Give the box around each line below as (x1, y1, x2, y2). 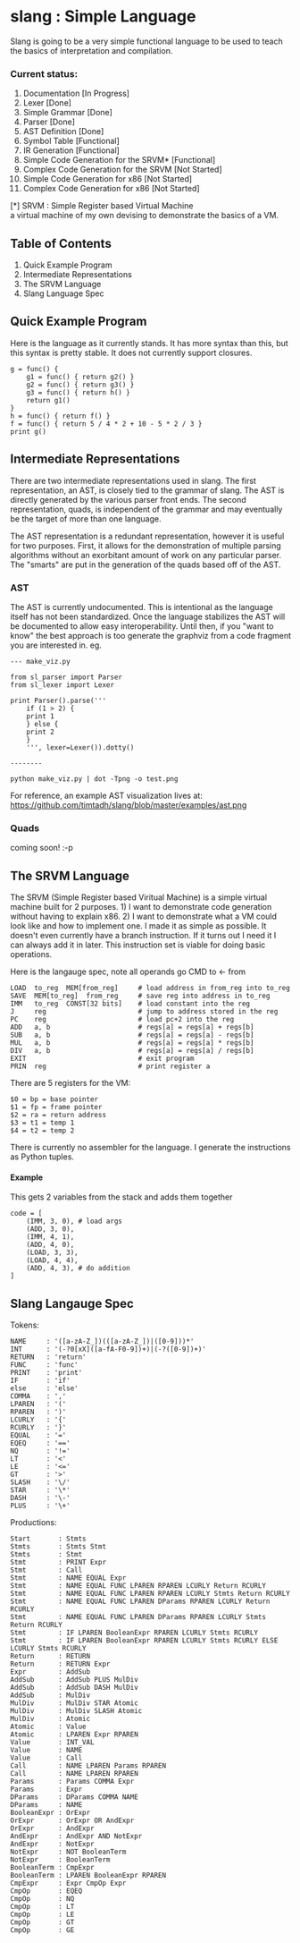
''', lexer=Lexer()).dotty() (26, 742, 135, 752)
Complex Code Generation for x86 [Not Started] (22, 183, 200, 194)
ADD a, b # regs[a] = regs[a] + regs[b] (10, 1022, 254, 1032)
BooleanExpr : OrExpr (10, 1809, 91, 1818)
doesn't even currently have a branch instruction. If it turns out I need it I (10, 930, 277, 941)
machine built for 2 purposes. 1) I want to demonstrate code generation (10, 902, 272, 912)
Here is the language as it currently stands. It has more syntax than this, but (10, 337, 288, 348)
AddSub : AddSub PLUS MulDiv (10, 1676, 139, 1684)
